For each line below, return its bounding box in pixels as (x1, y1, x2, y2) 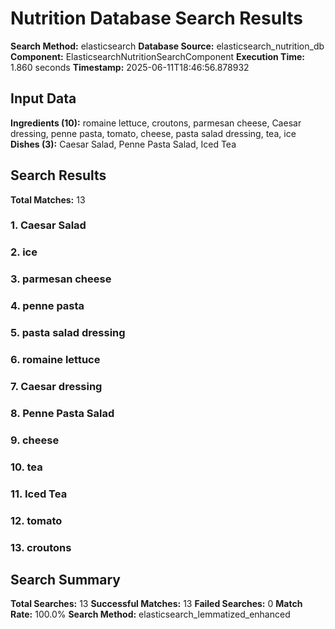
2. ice (10, 245, 38, 259)
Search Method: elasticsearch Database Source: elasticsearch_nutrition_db (10, 40, 325, 52)
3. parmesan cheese (10, 272, 112, 286)
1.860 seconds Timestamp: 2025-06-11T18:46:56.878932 (10, 61, 250, 73)
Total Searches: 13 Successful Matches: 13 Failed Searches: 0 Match (10, 598, 303, 610)
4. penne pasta (10, 299, 85, 313)
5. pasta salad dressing (10, 326, 126, 340)
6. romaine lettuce (10, 353, 101, 367)
